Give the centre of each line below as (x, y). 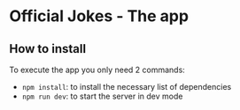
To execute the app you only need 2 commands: (97, 70)
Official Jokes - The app (99, 16)
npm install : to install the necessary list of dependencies (127, 87)
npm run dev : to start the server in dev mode (102, 96)
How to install (48, 49)
